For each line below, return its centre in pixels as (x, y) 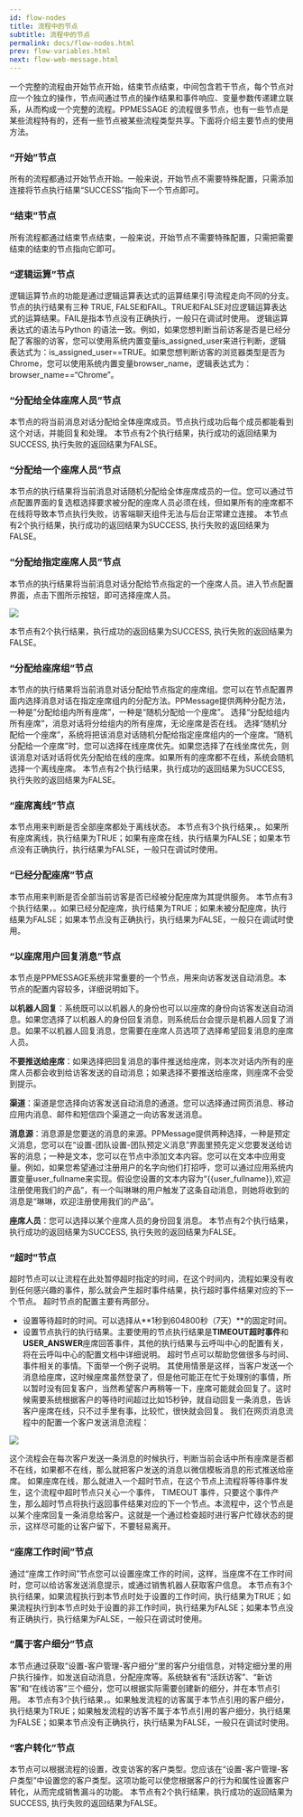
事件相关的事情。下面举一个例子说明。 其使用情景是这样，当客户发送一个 (158, 1366)
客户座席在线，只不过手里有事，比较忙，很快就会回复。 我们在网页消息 (154, 1411)
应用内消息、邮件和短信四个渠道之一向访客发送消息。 (108, 1114)
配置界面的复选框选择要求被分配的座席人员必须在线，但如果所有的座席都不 (155, 503)
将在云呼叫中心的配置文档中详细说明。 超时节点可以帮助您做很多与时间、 (158, 1355)
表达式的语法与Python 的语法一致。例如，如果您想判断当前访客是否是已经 (146, 329)
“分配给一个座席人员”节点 (65, 470)
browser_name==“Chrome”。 (64, 374)
